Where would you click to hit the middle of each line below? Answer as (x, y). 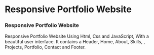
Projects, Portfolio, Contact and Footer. (45, 47)
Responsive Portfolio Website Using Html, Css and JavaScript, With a (77, 36)
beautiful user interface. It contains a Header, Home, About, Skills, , (75, 42)
